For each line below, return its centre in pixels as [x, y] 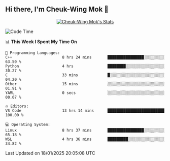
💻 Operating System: [28, 124]
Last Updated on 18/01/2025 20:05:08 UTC [50, 153]
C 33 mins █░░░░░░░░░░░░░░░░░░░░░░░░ [85, 75]
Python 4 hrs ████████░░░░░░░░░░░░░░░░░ [85, 66]
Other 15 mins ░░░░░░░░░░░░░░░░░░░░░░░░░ [85, 84]
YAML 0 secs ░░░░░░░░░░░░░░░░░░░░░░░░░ [85, 93]
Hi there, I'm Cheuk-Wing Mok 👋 [57, 9]
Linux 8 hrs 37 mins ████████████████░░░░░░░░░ [85, 130]
